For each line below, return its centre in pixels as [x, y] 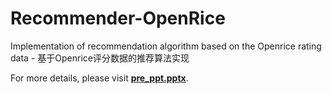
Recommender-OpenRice [118, 18]
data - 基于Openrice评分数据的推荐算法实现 [100, 58]
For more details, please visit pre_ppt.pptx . [99, 78]
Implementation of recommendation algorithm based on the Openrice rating [166, 46]
